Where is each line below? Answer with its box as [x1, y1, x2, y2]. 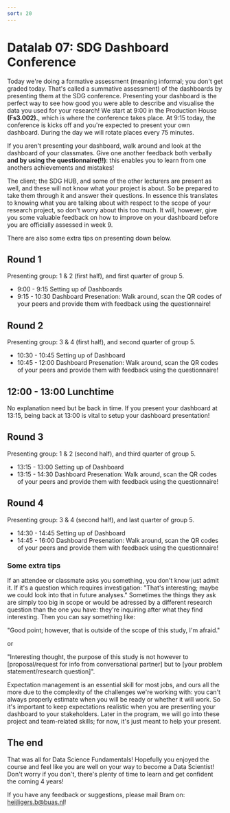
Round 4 [7, 498, 44, 509]
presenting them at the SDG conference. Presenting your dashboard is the [7, 91, 218, 100]
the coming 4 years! [7, 777, 64, 786]
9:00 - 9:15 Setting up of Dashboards [16, 285, 122, 293]
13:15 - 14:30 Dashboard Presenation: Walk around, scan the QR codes [16, 470, 218, 478]
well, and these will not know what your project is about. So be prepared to [7, 183, 219, 192]
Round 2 [7, 320, 43, 331]
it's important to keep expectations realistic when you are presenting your [7, 702, 216, 711]
